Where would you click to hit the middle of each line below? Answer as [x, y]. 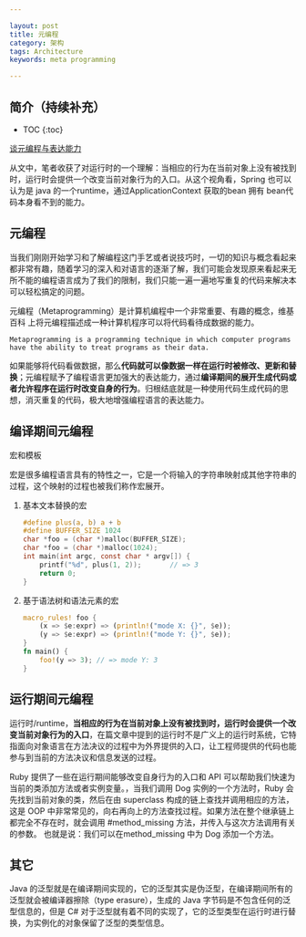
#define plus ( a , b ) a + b [71, 522]
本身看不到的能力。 [53, 202]
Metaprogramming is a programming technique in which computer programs [150, 339]
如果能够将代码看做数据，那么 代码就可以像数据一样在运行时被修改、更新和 [149, 365]
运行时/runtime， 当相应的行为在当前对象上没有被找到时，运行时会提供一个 [149, 723]
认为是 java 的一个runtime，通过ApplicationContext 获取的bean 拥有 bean [148, 190]
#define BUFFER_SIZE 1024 [71, 531]
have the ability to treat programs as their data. [109, 348]
